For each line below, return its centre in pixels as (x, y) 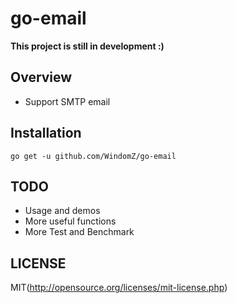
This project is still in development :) (87, 46)
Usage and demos (62, 211)
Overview (41, 77)
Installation (46, 133)
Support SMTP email (67, 101)
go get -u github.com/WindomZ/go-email (93, 156)
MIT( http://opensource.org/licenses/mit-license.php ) (119, 288)
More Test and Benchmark (79, 232)
